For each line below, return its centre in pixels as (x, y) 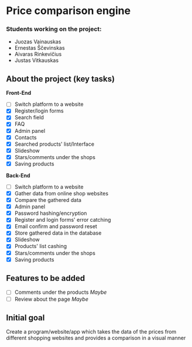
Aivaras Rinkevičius (38, 54)
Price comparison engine (68, 11)
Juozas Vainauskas (38, 42)
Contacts (25, 137)
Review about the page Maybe (52, 299)
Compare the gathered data (48, 200)
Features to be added (46, 278)
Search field (29, 118)
